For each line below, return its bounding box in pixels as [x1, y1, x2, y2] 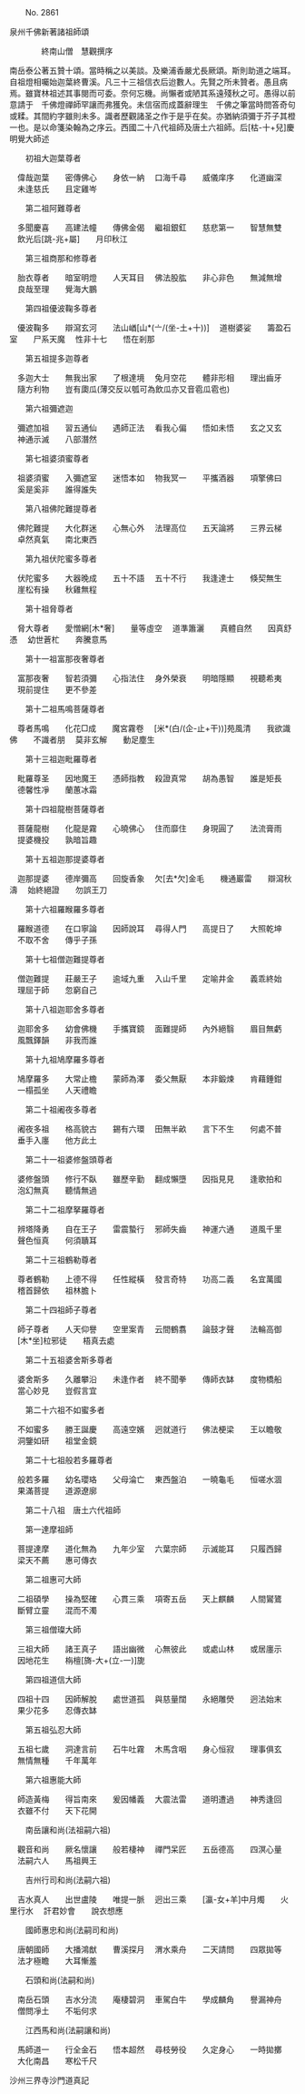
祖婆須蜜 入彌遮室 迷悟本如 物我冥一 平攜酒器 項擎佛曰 [16, 473, 282, 483]
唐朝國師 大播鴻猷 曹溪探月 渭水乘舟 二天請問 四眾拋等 [16, 1944, 282, 1955]
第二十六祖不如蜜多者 [25, 1405, 105, 1415]
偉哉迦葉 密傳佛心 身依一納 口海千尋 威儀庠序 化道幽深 [16, 172, 282, 183]
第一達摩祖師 [25, 1524, 74, 1535]
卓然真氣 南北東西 [16, 534, 97, 544]
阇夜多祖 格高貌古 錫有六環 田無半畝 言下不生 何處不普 [16, 1123, 282, 1134]
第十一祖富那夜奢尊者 [25, 654, 105, 664]
